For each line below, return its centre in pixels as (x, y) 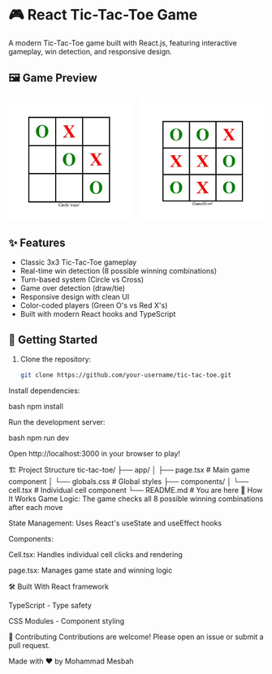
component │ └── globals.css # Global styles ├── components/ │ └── (129, 482)
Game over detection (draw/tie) (73, 288)
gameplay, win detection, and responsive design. (91, 51)
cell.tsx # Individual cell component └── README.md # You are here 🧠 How (136, 490)
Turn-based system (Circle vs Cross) (82, 279)
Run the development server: (57, 422)
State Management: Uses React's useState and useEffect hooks (115, 523)
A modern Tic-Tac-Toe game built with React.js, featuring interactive (123, 43)
